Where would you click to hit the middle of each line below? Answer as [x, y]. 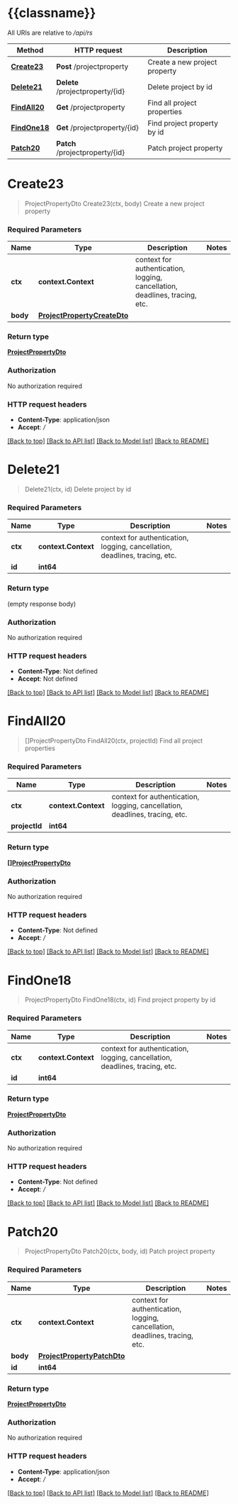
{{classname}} [52, 13]
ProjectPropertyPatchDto [81, 1356]
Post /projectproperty [92, 67]
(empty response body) [42, 604]
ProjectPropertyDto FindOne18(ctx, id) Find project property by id [120, 1000]
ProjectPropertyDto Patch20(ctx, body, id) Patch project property [120, 1251]
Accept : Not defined [47, 679]
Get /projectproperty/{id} [98, 128]
